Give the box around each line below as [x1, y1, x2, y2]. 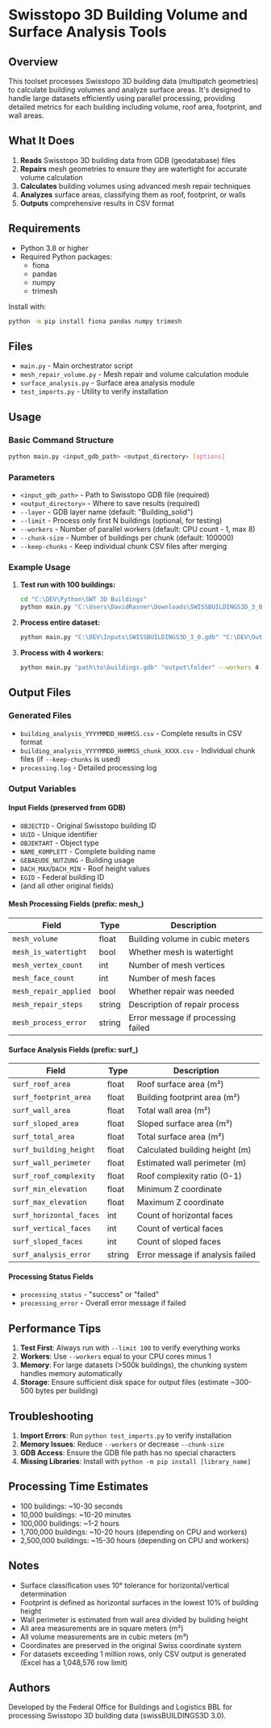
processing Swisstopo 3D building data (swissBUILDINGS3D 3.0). [8, 1711, 227, 1721]
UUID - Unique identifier [19, 829, 98, 839]
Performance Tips [8, 1321, 102, 1335]
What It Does [8, 134, 75, 148]
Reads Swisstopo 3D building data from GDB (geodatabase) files [19, 155, 236, 165]
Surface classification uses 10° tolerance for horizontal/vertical [19, 1580, 230, 1590]
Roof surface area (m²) [136, 1079, 224, 1090]
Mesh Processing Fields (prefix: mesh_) [8, 899, 144, 909]
